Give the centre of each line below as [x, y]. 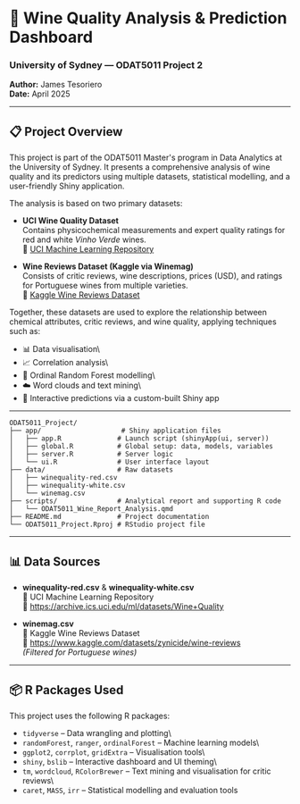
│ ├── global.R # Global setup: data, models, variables [142, 447]
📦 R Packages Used [67, 690]
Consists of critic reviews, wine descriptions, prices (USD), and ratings [152, 276]
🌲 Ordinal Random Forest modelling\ [89, 375]
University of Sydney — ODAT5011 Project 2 [106, 65]
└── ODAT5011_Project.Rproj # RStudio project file [107, 525]
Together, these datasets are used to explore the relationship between [138, 313]
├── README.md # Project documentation [109, 517]
